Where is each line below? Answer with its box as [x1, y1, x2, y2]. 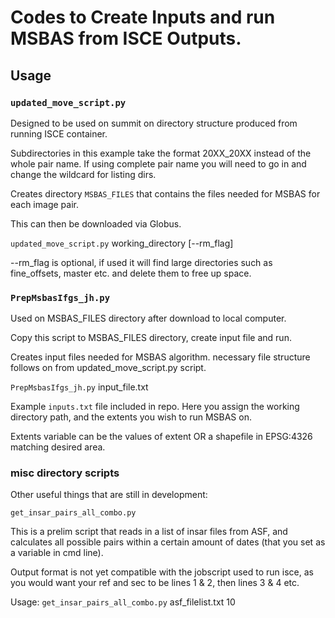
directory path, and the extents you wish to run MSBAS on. [10, 411, 252, 423]
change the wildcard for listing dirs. [10, 168, 157, 180]
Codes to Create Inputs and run [10, 6, 276, 29]
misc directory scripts [10, 466, 120, 480]
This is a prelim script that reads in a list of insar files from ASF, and [10, 526, 288, 538]
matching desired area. [10, 441, 106, 453]
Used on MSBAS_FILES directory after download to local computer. [10, 312, 287, 325]
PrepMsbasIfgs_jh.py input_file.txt [10, 381, 149, 393]
